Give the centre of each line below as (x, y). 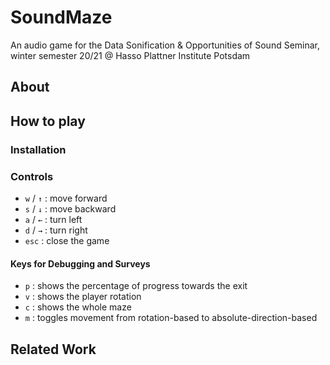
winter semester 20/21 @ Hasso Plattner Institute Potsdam (130, 55)
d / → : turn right (56, 230)
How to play (48, 121)
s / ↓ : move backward (70, 208)
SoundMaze (61, 17)
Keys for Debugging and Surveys (80, 263)
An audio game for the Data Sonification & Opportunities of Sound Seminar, (165, 45)
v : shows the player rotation (83, 297)
